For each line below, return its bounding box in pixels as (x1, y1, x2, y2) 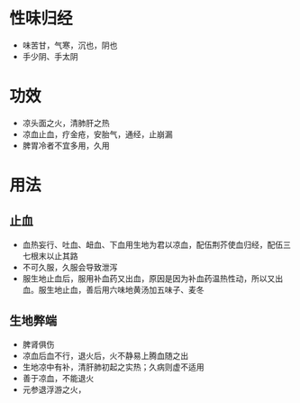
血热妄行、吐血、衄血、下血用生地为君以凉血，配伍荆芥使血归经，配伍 (22, 239, 284, 250)
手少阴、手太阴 (22, 50, 78, 61)
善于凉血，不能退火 (22, 372, 95, 383)
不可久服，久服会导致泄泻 (22, 261, 118, 272)
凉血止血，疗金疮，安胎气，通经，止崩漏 (22, 128, 173, 140)
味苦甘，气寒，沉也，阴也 (22, 40, 118, 50)
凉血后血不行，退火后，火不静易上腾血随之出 (22, 350, 189, 361)
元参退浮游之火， (22, 384, 86, 395)
